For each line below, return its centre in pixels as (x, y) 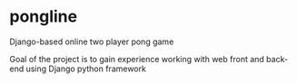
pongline (44, 17)
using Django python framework (86, 69)
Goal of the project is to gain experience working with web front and (137, 59)
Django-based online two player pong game (92, 41)
